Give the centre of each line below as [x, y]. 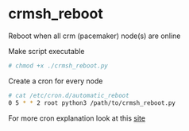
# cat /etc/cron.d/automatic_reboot [69, 95]
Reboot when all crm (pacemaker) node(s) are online [94, 36]
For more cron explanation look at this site [77, 118]
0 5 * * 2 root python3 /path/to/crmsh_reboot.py [92, 103]
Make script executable [46, 51]
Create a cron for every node [56, 81]
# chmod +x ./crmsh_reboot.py [58, 65]
